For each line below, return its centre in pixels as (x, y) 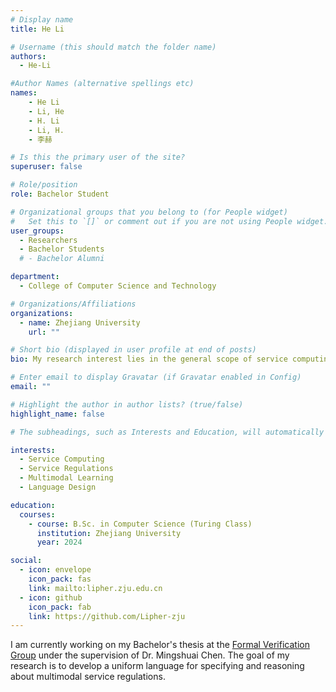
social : (26, 561)
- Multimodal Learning (66, 478)
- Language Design (58, 487)
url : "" (44, 332)
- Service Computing (62, 459)
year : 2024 (59, 542)
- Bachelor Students (62, 249)
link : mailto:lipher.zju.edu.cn (95, 588)
